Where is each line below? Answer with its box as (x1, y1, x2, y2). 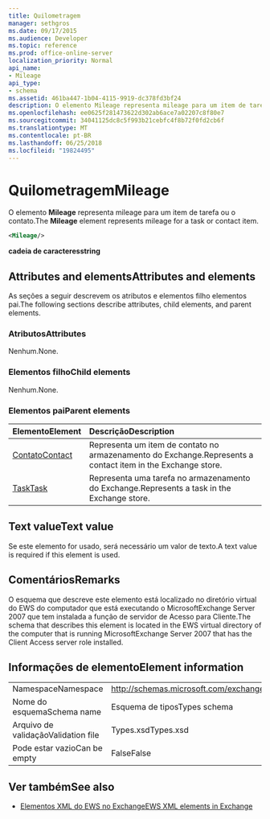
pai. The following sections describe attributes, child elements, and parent (8, 299, 252, 309)
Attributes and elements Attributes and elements (8, 270, 256, 283)
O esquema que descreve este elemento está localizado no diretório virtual (8, 595, 257, 604)
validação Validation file (12, 730, 100, 741)
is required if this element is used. (8, 549, 121, 559)
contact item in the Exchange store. (88, 459, 223, 471)
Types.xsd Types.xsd (111, 725, 189, 736)
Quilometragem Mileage (8, 181, 170, 200)
